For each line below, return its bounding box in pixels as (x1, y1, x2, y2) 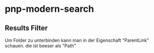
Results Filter (5, 24, 48, 32)
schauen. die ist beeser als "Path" (5, 43, 76, 49)
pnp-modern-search (5, 3, 94, 15)
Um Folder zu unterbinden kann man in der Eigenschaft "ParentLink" (5, 37, 149, 43)
